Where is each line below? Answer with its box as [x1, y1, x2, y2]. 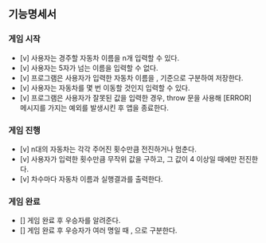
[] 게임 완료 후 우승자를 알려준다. [19, 216, 121, 225]
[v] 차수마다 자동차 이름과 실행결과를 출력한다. [19, 174, 163, 183]
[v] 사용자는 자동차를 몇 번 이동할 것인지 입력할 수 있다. [19, 83, 190, 92]
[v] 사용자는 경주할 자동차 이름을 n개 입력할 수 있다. [19, 53, 180, 62]
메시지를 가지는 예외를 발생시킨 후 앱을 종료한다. [19, 103, 169, 112]
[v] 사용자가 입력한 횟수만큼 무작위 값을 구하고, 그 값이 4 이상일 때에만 [19, 154, 237, 163]
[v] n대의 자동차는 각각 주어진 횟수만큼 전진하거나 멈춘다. [19, 144, 197, 154]
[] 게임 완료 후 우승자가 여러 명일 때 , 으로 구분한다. [19, 225, 178, 235]
